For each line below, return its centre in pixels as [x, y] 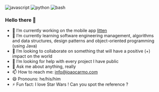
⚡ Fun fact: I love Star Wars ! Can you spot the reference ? [70, 84]
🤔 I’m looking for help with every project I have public [65, 61]
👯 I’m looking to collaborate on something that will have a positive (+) [81, 51]
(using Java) [25, 46]
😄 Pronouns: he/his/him [36, 79]
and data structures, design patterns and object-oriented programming [83, 41]
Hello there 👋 [21, 20]
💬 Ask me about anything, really [44, 67]
